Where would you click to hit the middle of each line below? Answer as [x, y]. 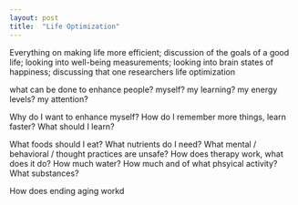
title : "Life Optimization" [65, 26]
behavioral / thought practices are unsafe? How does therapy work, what [147, 154]
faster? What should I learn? [62, 126]
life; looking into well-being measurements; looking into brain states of [142, 62]
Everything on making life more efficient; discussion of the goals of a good [149, 52]
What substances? [44, 173]
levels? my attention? [49, 99]
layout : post [34, 18]
